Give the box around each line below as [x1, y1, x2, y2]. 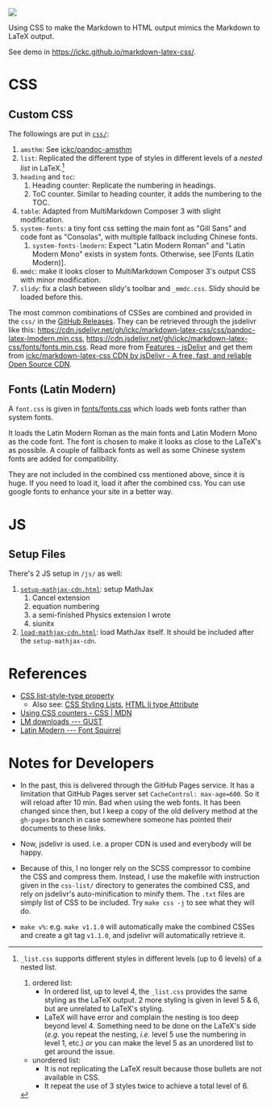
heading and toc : [19, 171, 76, 181]
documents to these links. [19, 823, 106, 833]
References [8, 664, 87, 682]
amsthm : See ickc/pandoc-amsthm [19, 145, 132, 154]
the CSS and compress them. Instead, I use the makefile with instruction [19, 872, 261, 881]
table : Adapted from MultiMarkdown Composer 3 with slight [19, 206, 221, 216]
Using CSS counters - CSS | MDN [19, 708, 132, 718]
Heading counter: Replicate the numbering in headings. [31, 180, 216, 190]
